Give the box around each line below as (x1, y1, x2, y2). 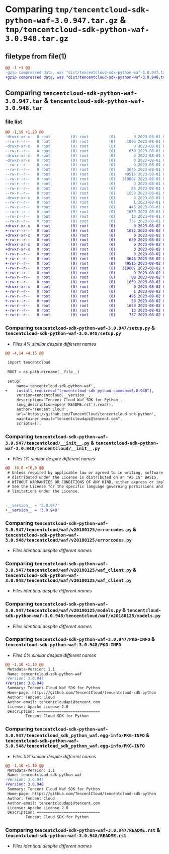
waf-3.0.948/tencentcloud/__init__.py (5, 445, 101, 451)
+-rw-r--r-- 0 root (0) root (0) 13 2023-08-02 (5, 308, 161, 313)
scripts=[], (16, 421, 42, 426)
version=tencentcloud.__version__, (16, 393, 92, 398)
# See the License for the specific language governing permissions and (7, 484, 163, 490)
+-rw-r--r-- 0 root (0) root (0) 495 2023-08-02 (5, 293, 161, 298)
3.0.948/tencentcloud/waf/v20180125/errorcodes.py (5, 537, 132, 543)
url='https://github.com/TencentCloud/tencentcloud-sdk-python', (16, 411, 156, 416)
